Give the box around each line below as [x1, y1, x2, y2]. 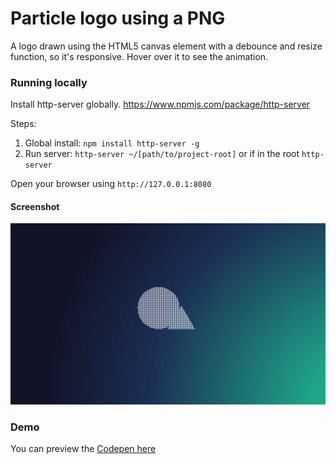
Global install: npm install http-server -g [24, 137, 200, 149]
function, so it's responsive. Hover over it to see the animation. [10, 50, 269, 62]
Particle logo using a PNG [10, 7, 226, 30]
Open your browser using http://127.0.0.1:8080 [10, 178, 212, 190]
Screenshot [10, 200, 60, 212]
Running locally [10, 75, 88, 89]
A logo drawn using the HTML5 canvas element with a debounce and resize [10, 40, 323, 52]
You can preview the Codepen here [10, 443, 157, 455]
